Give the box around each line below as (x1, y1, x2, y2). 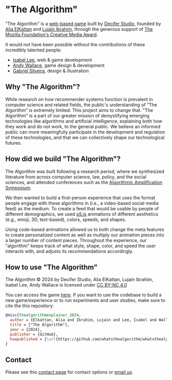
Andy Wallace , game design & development (12, 62, 105, 68)
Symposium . (5, 185, 32, 191)
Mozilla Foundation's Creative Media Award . (5, 31, 98, 37)
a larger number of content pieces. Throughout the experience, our (5, 237, 147, 243)
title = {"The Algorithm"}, (10, 322, 70, 328)
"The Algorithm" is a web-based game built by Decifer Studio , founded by (5, 21, 161, 27)
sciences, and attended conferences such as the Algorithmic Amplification (5, 179, 163, 185)
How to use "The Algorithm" (5, 263, 98, 271)
